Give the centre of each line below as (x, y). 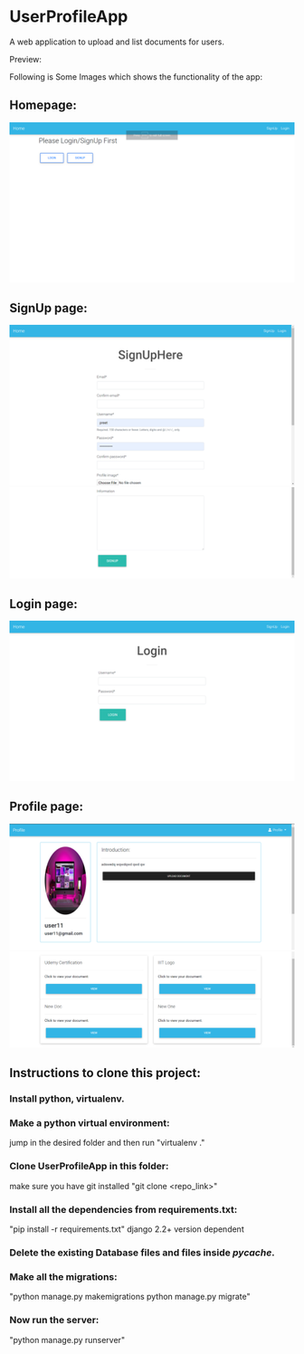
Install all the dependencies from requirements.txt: (123, 1209)
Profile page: (47, 807)
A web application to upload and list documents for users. (117, 42)
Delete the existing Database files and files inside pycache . (142, 1253)
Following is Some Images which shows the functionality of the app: (136, 76)
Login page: (44, 604)
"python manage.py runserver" (67, 1340)
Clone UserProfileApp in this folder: (89, 1167)
